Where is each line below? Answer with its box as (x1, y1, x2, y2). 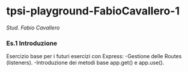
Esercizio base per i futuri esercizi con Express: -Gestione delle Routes (6, 53, 182, 60)
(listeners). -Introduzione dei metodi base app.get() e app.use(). (6, 59, 165, 67)
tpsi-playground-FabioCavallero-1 (6, 4, 180, 18)
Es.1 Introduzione (6, 39, 58, 47)
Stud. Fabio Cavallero (6, 24, 60, 31)
